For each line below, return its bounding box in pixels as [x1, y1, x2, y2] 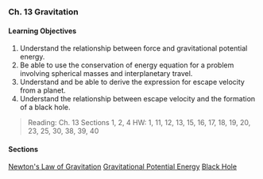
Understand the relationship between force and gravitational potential [19, 44, 248, 53]
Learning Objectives [8, 26, 77, 36]
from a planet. [19, 86, 66, 95]
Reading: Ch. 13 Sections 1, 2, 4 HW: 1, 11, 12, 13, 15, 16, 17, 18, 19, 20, [27, 118, 251, 128]
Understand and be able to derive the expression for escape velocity [19, 78, 245, 87]
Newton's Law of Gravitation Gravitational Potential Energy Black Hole [8, 162, 237, 172]
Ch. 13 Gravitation [8, 6, 79, 17]
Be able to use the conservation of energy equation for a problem [19, 60, 234, 70]
